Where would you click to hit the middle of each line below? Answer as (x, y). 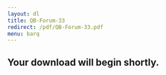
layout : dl (24, 14)
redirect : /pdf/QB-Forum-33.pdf (55, 27)
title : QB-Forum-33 (36, 21)
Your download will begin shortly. (83, 62)
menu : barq (24, 34)
